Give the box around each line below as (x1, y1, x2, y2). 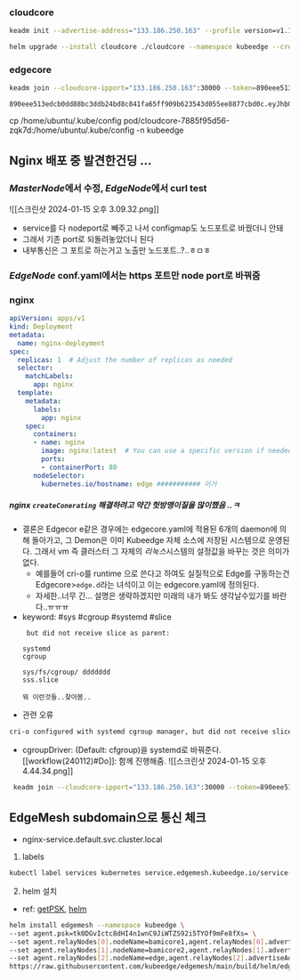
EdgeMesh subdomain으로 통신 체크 (9, 810, 206, 825)
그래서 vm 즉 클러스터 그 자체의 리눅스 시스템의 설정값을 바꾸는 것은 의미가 (34, 546, 290, 557)
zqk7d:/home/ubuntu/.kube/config (9, 125, 135, 135)
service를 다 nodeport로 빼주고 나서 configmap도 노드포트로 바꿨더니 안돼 (21, 223, 284, 233)
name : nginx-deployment (17, 338, 105, 348)
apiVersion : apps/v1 (9, 314, 86, 323)
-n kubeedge (136, 125, 184, 135)
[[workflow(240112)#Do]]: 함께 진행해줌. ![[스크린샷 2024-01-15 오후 (21, 756, 267, 766)
